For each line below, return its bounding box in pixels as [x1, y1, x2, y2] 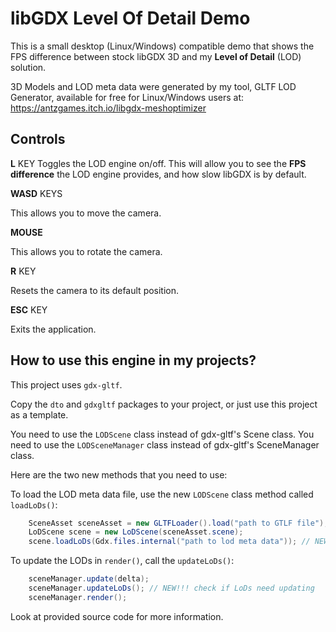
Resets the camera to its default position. [10, 284, 180, 296]
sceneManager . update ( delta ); [28, 574, 150, 584]
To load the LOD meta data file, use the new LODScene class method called [10, 488, 314, 500]
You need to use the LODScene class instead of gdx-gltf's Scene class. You [10, 428, 315, 440]
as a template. [10, 408, 69, 421]
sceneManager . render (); [28, 592, 128, 602]
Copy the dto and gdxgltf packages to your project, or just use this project [10, 398, 318, 410]
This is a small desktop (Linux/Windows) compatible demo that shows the [10, 40, 315, 52]
